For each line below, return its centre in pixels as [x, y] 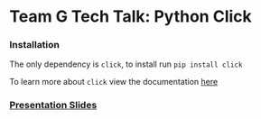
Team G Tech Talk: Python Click [131, 17]
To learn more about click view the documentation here [114, 82]
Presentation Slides [53, 105]
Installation [35, 45]
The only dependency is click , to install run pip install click [126, 64]
